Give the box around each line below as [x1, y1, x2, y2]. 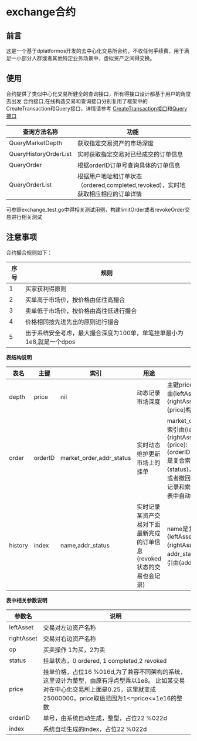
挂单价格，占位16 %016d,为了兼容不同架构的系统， [43, 667, 186, 676]
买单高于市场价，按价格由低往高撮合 [25, 295, 125, 303]
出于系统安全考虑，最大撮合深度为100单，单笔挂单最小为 [25, 329, 184, 337]
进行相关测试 [11, 213, 42, 221]
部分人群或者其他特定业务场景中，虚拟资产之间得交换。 [21, 55, 155, 62]
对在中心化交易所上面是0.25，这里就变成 [43, 685, 157, 693]
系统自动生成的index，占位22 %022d [43, 725, 147, 733]
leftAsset [9, 623, 34, 631]
